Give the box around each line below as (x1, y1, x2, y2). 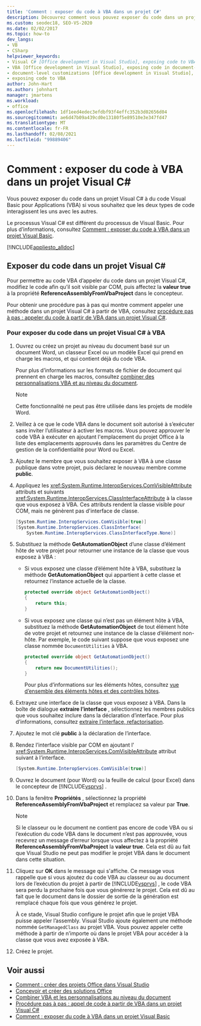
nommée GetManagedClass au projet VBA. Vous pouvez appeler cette (15, 924, 183, 931)
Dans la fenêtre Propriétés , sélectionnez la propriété (15, 794, 147, 802)
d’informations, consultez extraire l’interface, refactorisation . (15, 718, 165, 726)
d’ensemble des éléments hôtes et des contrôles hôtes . (24, 687, 160, 695)
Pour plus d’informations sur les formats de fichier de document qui (15, 366, 182, 374)
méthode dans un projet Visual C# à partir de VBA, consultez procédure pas (7, 308, 194, 315)
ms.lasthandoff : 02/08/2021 (7, 131, 77, 138)
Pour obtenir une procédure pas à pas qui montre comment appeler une (7, 301, 184, 308)
